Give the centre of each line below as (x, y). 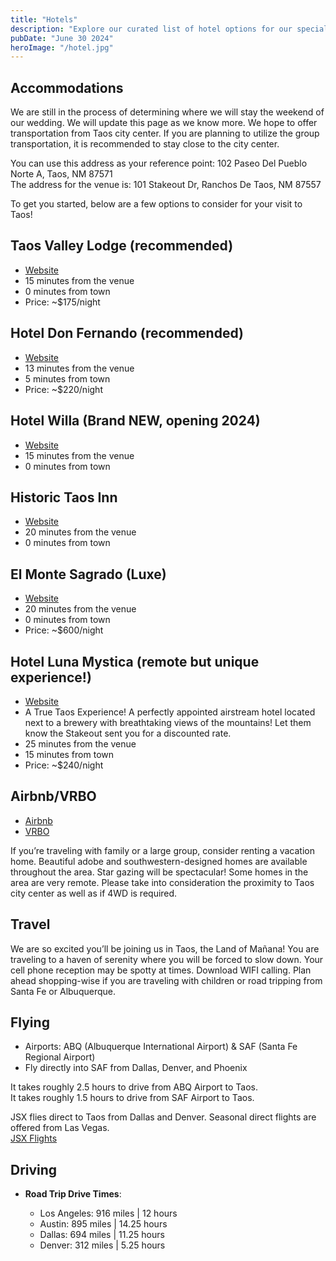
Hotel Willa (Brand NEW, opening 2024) (135, 421)
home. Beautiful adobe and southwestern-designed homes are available (159, 861)
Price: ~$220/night (63, 389)
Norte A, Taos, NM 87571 (61, 174)
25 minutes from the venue (80, 743)
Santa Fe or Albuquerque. (63, 991)
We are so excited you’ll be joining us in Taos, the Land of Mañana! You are (165, 948)
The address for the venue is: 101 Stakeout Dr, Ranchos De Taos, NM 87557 (166, 185)
